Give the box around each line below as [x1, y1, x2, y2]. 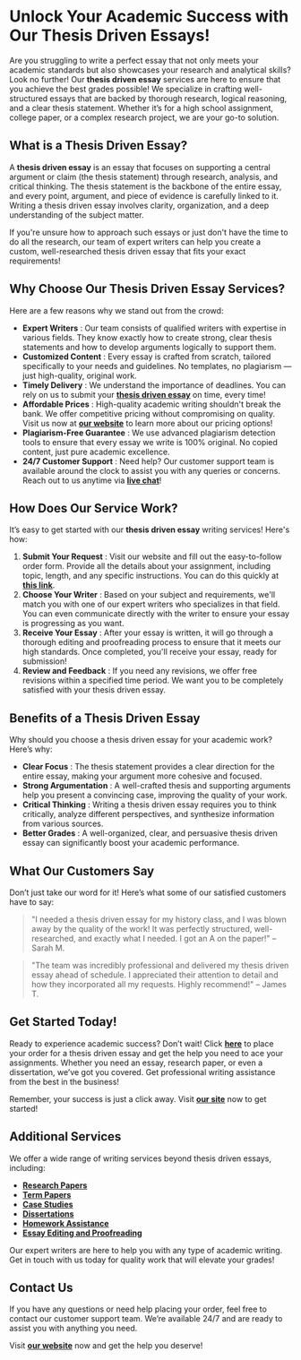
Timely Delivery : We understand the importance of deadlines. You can [21, 379, 287, 391]
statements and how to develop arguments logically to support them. [21, 341, 277, 352]
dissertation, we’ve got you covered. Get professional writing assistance [9, 1066, 276, 1077]
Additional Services [9, 1129, 122, 1144]
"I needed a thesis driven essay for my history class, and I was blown [30, 914, 287, 925]
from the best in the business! [9, 1076, 119, 1087]
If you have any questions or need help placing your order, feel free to [9, 1304, 267, 1314]
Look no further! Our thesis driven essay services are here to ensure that [9, 73, 281, 84]
